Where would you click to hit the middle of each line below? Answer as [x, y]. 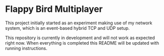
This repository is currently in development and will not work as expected [80, 38]
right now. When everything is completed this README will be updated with [82, 43]
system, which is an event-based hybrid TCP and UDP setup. [67, 28]
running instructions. [26, 48]
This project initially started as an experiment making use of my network [79, 23]
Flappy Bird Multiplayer [54, 9]
